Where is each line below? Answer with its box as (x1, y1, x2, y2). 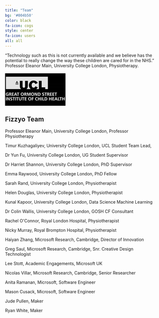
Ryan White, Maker (5, 307, 43, 313)
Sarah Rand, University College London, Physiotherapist (5, 180, 117, 186)
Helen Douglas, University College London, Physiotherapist (5, 190, 123, 195)
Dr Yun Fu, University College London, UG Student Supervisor (5, 152, 129, 158)
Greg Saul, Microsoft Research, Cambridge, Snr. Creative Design (5, 246, 134, 252)
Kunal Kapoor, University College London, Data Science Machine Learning (5, 199, 153, 205)
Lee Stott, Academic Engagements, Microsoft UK (5, 260, 102, 266)
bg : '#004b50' (5, 13, 34, 18)
